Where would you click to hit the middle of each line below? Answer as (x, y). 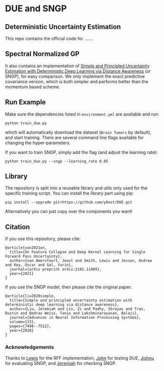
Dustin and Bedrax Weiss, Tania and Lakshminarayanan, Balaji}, (72, 313)
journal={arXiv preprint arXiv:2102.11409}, (56, 269)
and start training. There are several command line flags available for (74, 137)
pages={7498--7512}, (30, 326)
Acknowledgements (30, 347)
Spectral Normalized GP (42, 54)
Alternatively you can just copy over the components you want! (69, 212)
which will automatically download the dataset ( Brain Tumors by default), (78, 132)
